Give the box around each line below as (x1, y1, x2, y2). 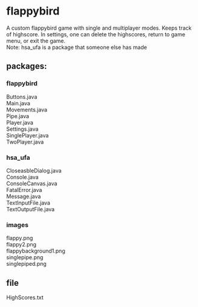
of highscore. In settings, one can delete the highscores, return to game (6, 30, 186, 38)
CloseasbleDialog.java (6, 167, 62, 174)
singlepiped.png (6, 260, 47, 268)
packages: (6, 61, 47, 71)
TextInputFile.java (6, 199, 50, 206)
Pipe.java (6, 112, 29, 119)
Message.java (6, 193, 41, 200)
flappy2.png (6, 241, 37, 248)
